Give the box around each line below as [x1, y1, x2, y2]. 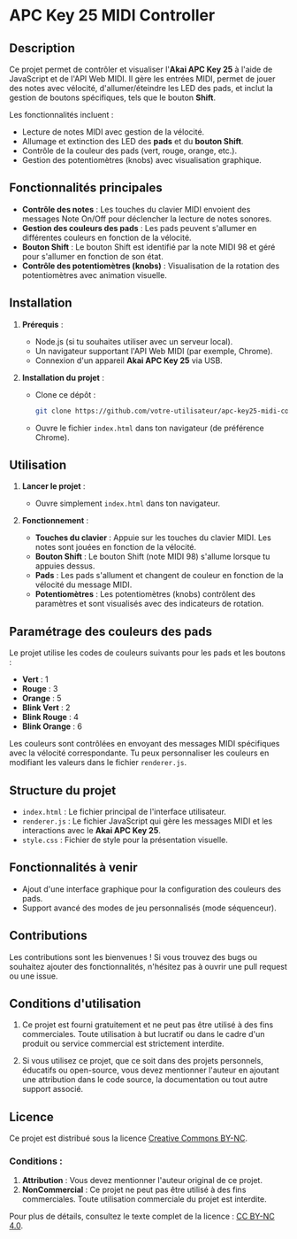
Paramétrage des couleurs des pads [9, 623, 213, 639]
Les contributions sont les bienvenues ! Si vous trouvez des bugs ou [9, 951, 258, 962]
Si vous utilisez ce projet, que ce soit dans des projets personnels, [21, 1056, 263, 1066]
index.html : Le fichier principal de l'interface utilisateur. [21, 806, 227, 817]
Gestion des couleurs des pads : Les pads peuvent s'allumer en [21, 222, 257, 233]
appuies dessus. [34, 561, 95, 571]
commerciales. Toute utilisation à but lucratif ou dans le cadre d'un [21, 1029, 265, 1040]
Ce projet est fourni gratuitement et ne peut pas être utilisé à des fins [21, 1019, 274, 1030]
